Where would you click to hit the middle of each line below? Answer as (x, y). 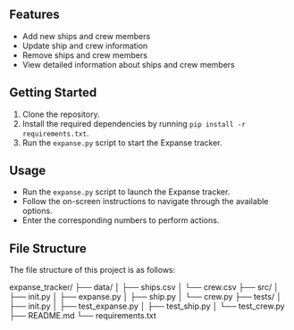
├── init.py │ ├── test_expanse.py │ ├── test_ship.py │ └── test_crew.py (147, 306)
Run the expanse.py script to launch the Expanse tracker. (126, 192)
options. (37, 211)
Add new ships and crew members (86, 36)
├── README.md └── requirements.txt (83, 316)
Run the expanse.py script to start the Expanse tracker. (122, 143)
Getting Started (53, 93)
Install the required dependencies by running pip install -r (134, 123)
